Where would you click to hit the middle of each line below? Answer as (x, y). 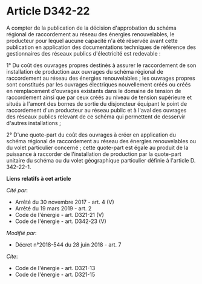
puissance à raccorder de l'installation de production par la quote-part (94, 154)
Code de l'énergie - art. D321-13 (55, 268)
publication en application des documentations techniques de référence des (101, 47)
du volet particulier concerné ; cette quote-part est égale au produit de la (97, 147)
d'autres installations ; (34, 123)
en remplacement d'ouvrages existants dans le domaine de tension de (94, 91)
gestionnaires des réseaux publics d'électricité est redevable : (84, 53)
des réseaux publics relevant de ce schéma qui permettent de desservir (96, 117)
